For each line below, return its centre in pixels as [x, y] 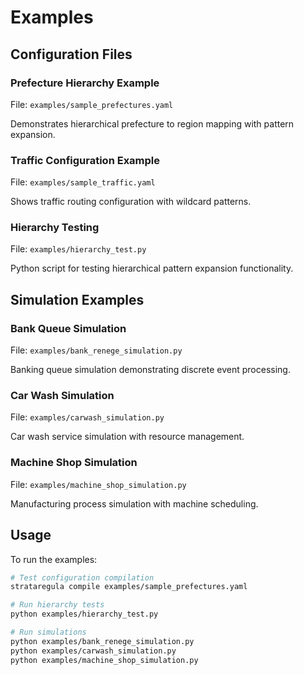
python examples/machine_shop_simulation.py [104, 660]
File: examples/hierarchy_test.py [78, 249]
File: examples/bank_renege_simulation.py [96, 350]
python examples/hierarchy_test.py [84, 614]
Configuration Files [71, 54]
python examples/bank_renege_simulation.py [102, 641]
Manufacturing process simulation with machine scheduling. [134, 503]
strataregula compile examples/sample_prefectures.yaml [129, 587]
